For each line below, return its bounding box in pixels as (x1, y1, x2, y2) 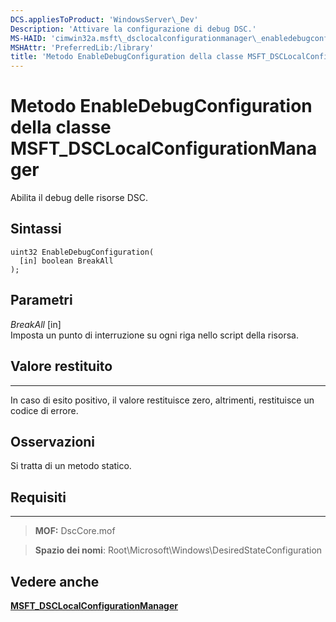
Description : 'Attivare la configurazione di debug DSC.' (10, 24, 257, 34)
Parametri (10, 292, 73, 309)
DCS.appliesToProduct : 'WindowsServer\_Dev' (10, 14, 199, 25)
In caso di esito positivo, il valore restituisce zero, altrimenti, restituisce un (10, 394, 315, 406)
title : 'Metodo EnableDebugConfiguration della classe (10, 52, 244, 62)
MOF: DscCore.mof (34, 525, 116, 537)
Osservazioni (10, 433, 96, 450)
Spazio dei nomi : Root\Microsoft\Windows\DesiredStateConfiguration (34, 544, 323, 556)
